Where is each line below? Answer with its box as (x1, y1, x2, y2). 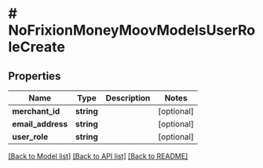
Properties (8, 69, 61, 82)
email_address (12, 119, 68, 130)
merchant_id (12, 106, 60, 116)
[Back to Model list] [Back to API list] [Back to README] (8, 152, 188, 161)
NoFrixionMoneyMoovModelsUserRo (8, 21, 256, 39)
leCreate (8, 38, 65, 56)
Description (105, 93, 151, 103)
